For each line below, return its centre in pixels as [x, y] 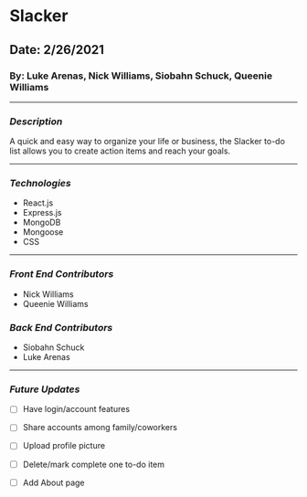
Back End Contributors [61, 327]
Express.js [42, 213]
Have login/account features [76, 409]
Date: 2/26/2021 [57, 50]
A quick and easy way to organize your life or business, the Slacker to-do [148, 142]
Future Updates [45, 389]
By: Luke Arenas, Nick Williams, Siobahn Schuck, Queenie [141, 76]
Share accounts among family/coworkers [100, 428]
